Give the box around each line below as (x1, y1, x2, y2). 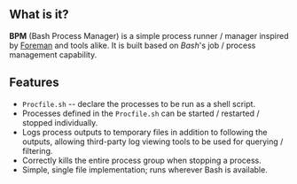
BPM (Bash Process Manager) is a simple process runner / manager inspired (9, 30, 289, 41)
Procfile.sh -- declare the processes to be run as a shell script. (21, 98, 255, 109)
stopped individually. (21, 117, 98, 127)
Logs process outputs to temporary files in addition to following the (21, 126, 268, 137)
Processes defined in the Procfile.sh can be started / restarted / (21, 108, 260, 119)
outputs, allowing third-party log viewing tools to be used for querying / (21, 136, 284, 147)
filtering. (21, 145, 53, 156)
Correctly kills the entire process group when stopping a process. (21, 155, 262, 165)
